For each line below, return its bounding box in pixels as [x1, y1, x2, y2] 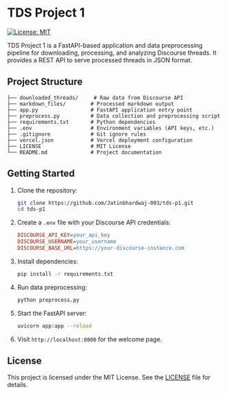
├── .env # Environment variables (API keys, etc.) [7, 125, 215, 132]
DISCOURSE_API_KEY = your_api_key [17, 232, 110, 239]
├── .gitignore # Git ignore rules [7, 130, 147, 138]
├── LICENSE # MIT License [7, 143, 131, 150]
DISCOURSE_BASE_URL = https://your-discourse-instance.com [17, 244, 185, 252]
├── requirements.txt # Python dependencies [7, 118, 156, 125]
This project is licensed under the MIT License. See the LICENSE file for [7, 373, 211, 382]
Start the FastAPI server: [17, 309, 88, 317]
